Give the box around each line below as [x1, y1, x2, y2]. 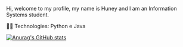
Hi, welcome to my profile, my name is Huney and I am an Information [6, 5, 177, 12]
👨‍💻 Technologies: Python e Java [6, 23, 86, 29]
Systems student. [6, 11, 49, 18]
